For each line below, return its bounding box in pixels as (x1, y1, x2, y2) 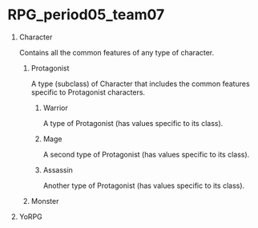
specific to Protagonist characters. (30, 87, 146, 97)
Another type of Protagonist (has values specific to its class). (42, 181, 245, 190)
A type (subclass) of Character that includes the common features (30, 79, 250, 88)
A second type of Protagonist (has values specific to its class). (42, 149, 250, 159)
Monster (30, 196, 59, 206)
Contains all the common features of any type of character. (18, 47, 215, 57)
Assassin (42, 165, 74, 174)
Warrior (42, 103, 69, 112)
